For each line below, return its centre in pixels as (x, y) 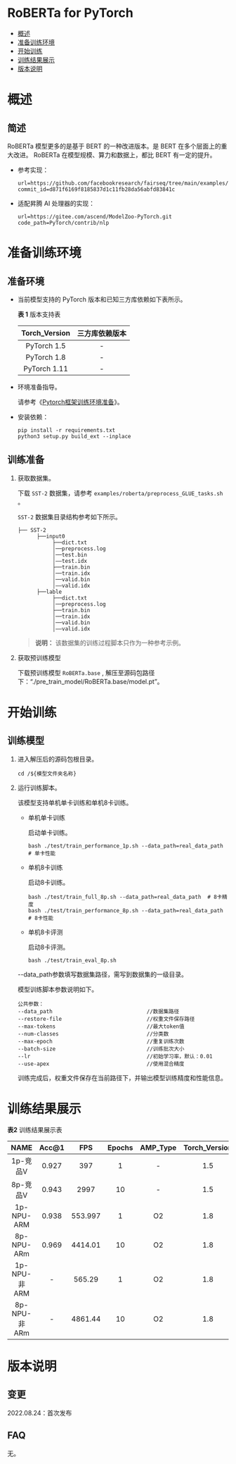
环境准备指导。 (39, 387)
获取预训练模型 (39, 657)
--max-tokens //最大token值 (101, 1026)
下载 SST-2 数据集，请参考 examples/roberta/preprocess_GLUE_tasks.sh (120, 493)
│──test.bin (70, 554)
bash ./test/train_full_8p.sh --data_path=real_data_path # (119, 897)
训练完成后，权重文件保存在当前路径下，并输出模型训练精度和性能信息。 (122, 1078)
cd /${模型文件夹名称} (47, 774)
